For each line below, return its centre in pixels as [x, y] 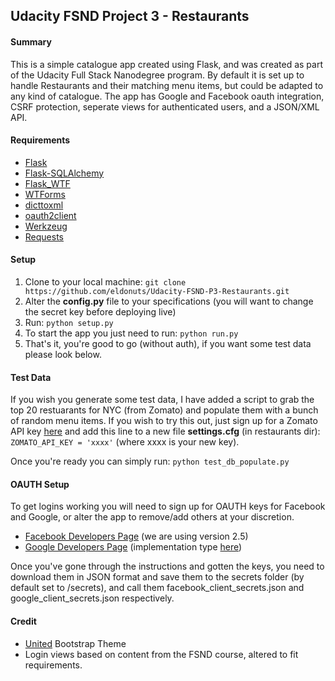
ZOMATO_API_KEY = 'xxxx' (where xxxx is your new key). [125, 442]
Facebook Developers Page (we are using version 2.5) [136, 536]
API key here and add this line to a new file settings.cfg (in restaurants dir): [165, 431]
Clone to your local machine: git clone [105, 282]
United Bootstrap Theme [75, 643]
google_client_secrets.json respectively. [92, 598]
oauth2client [50, 215]
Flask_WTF [47, 183]
